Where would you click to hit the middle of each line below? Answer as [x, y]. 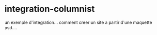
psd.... [11, 27]
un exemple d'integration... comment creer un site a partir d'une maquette [78, 22]
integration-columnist [50, 9]
